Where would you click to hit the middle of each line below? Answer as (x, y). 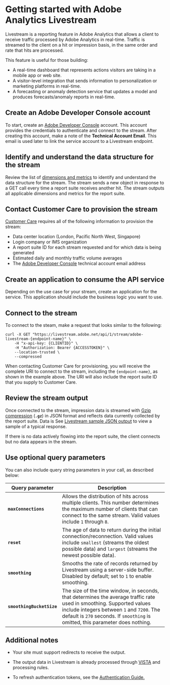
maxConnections (26, 509)
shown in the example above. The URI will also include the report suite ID (81, 377)
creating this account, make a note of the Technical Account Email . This (81, 136)
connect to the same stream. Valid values (111, 515)
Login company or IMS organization (50, 242)
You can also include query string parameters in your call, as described (79, 470)
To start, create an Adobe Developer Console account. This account (76, 125)
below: (12, 475)
